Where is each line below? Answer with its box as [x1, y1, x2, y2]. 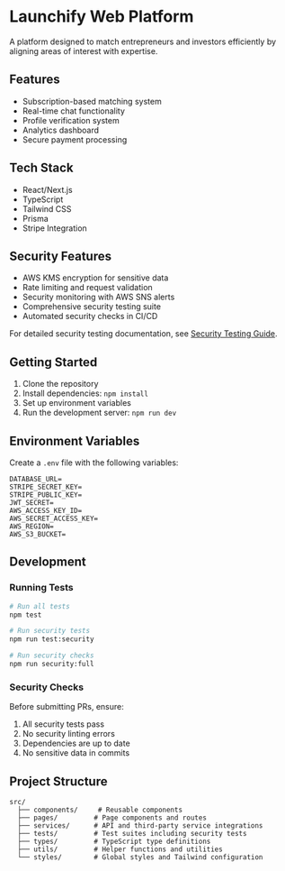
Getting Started [9, 354, 98, 370]
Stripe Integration [22, 223, 87, 234]
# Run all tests [9, 601, 70, 610]
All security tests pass [22, 719, 105, 729]
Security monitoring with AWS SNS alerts [22, 291, 175, 303]
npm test [9, 610, 42, 619]
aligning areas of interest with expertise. [9, 45, 158, 56]
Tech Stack [9, 160, 74, 176]
